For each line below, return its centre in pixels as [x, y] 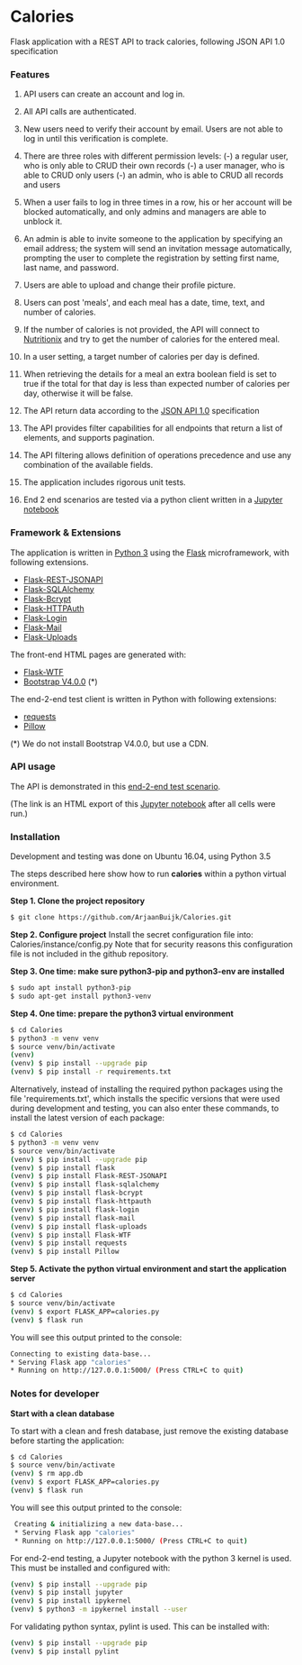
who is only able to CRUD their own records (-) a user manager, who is [154, 166]
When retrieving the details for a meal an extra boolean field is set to [150, 374]
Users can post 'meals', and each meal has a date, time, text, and [144, 303]
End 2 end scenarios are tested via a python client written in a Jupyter [153, 500]
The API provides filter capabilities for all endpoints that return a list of [153, 428]
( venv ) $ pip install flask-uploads [79, 1226]
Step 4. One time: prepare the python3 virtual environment [122, 1013]
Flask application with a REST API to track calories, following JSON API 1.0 [148, 41]
